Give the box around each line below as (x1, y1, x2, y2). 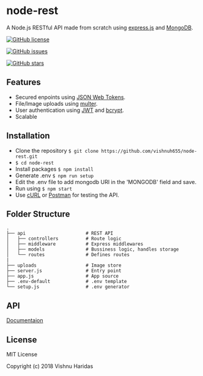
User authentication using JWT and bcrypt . (15, 106, 124, 114)
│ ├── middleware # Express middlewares (6, 241, 144, 248)
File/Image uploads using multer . (15, 100, 98, 107)
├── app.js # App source (6, 273, 119, 279)
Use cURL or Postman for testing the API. (15, 191, 119, 199)
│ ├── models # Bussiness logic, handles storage (6, 246, 179, 253)
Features (6, 77, 41, 87)
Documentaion (6, 317, 44, 324)
